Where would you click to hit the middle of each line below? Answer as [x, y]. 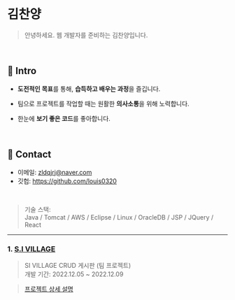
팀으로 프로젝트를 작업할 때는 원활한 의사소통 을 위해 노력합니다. [104, 103]
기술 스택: [37, 209]
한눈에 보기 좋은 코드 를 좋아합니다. [64, 118]
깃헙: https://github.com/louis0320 [67, 181]
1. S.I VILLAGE [31, 249]
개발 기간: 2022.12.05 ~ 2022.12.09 [74, 274]
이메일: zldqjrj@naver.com [55, 172]
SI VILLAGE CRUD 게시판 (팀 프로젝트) [78, 265]
